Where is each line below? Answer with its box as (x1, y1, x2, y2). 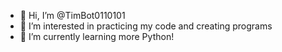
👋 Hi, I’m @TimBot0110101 (19, 10, 126, 21)
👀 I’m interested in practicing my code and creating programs (19, 20, 273, 32)
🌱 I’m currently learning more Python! (19, 31, 175, 42)
